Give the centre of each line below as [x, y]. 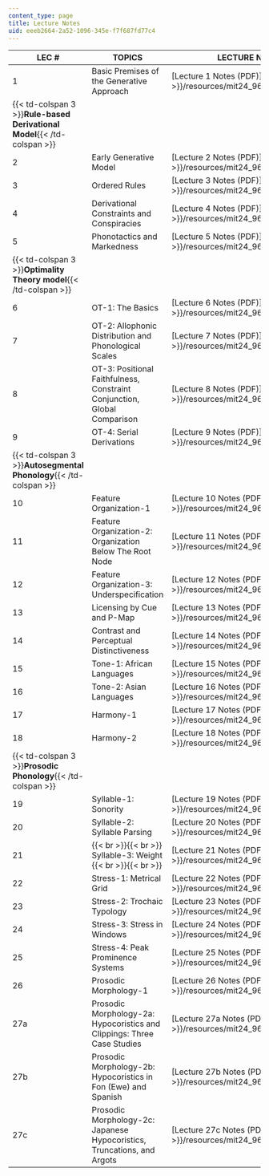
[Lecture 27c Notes [208, 1130]
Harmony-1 [114, 715]
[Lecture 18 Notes [206, 733]
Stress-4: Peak [120, 947]
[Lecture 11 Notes [206, 537]
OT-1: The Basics [125, 308]
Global [104, 409]
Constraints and [122, 213]
